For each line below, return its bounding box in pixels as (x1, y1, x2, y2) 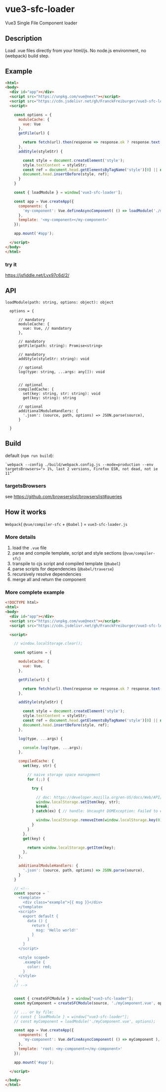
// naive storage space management (27, 772, 100, 778)
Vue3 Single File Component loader (5, 20, 78, 26)
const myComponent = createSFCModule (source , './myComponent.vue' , (14, 1001, 156, 1006)
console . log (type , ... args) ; (23, 745, 83, 750)
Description (5, 34, 42, 43)
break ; (36, 804, 50, 809)
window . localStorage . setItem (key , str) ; (36, 800, 121, 804)
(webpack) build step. (5, 53, 50, 59)
